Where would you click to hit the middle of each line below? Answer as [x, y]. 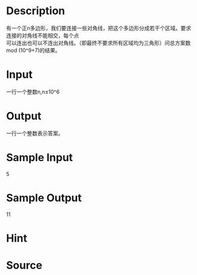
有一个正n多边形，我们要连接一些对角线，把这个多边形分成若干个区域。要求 [99, 28]
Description [36, 11]
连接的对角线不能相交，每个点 [42, 35]
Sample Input [39, 158]
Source [24, 266]
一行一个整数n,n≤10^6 [33, 92]
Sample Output [44, 198]
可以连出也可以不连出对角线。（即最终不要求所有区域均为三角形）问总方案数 [99, 43]
